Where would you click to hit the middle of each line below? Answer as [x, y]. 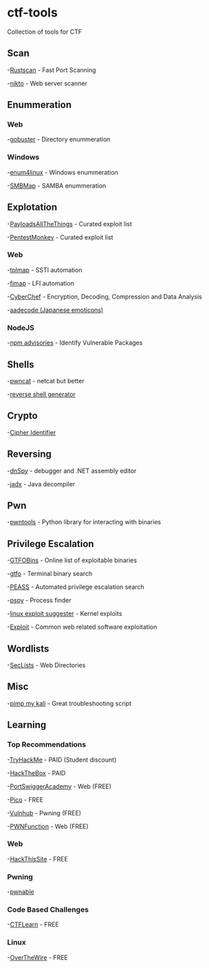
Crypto [22, 416]
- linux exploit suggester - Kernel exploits [65, 614]
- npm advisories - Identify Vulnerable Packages [75, 343]
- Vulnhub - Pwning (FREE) [44, 813]
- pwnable [21, 892]
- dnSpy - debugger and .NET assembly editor [72, 471]
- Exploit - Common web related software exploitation [82, 627]
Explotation [32, 207]
